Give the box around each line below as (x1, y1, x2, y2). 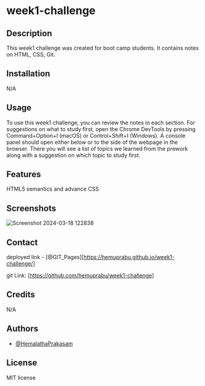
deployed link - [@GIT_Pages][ (6, 254, 84, 261)
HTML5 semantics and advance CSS (6, 185, 99, 193)
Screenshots (6, 203, 56, 213)
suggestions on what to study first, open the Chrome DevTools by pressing (6, 125, 196, 132)
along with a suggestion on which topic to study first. (6, 151, 141, 159)
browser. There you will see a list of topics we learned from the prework (6, 145, 188, 152)
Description (6, 28, 52, 39)
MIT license (6, 374, 36, 381)
